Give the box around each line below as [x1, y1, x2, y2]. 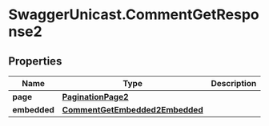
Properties [8, 54, 62, 68]
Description [211, 78, 257, 89]
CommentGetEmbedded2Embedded [62, 104, 203, 115]
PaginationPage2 [62, 92, 130, 102]
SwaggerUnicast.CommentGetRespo [8, 6, 259, 24]
